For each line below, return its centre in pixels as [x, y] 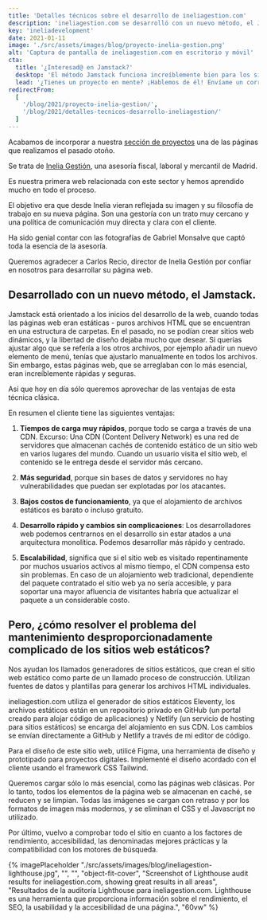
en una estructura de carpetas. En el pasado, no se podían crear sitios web [131, 331]
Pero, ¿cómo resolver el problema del [103, 625]
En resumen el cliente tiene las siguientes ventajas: [92, 413]
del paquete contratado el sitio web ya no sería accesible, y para [126, 583]
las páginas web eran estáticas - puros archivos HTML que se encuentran [129, 323]
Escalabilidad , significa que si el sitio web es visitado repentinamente [134, 558]
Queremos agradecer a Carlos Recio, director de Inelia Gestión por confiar [130, 261]
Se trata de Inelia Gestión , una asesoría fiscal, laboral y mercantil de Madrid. [133, 166]
